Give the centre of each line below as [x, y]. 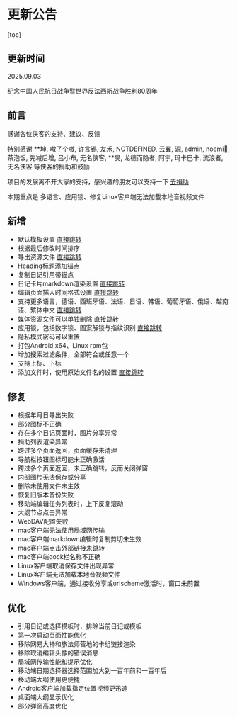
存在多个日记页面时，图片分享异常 [67, 433]
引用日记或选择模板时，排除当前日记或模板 [80, 626]
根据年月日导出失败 [46, 415]
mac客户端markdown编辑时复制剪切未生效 [80, 539]
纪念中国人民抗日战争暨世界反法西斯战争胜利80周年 [82, 91]
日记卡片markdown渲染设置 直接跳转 [71, 283]
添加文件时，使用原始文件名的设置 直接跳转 [80, 372]
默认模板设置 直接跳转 [50, 239]
